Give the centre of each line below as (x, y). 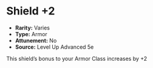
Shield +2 (31, 11)
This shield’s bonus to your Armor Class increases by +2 (77, 58)
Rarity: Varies (32, 28)
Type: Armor (31, 34)
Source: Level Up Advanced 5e (54, 47)
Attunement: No (36, 40)
